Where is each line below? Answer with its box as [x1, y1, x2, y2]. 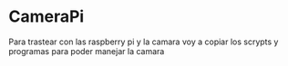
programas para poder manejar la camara [8, 45, 165, 56]
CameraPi [8, 6, 85, 27]
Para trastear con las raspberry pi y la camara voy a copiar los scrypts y [8, 36, 279, 47]
